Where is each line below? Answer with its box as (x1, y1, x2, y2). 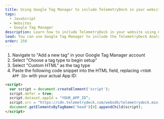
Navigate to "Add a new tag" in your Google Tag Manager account (12, 52, 145, 58)
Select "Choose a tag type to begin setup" (12, 57, 98, 63)
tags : (5, 12, 16, 17)
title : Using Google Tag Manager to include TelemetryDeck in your (5, 7, 145, 12)
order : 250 (5, 39, 27, 44)
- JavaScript (9, 16, 36, 21)
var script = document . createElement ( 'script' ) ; (9, 86, 110, 91)
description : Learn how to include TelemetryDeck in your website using (5, 30, 156, 34)
